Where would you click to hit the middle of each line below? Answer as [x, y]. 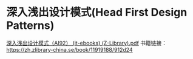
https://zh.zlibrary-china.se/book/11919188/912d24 [69, 49]
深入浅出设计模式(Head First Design [97, 12]
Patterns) [30, 26]
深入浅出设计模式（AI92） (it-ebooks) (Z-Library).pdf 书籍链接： [87, 43]
